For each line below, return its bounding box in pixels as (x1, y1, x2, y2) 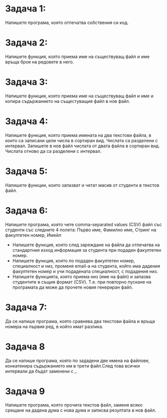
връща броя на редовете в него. (5, 58, 74, 65)
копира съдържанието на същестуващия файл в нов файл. (5, 98, 131, 104)
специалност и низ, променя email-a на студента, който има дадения (12, 263, 161, 269)
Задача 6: (5, 205, 48, 216)
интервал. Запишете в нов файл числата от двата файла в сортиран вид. (5, 143, 161, 149)
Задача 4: (5, 116, 48, 127)
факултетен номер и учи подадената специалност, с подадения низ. (12, 268, 159, 274)
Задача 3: (5, 76, 48, 88)
